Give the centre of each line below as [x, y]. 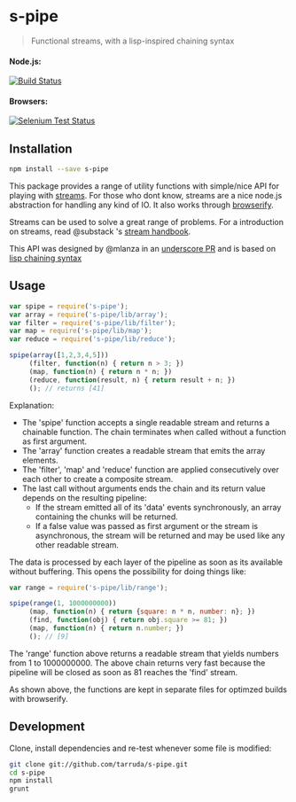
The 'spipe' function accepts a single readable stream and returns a [146, 422]
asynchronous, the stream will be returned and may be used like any [160, 535]
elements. [40, 460]
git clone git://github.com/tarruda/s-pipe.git [99, 764]
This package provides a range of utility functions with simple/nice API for [144, 186]
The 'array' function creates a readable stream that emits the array [144, 450]
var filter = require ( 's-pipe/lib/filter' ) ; [93, 323]
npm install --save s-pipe [59, 169]
